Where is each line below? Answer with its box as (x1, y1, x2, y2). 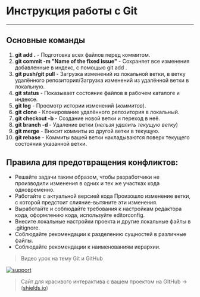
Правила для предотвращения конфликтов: (6, 157, 179, 168)
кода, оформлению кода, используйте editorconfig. (14, 211, 145, 219)
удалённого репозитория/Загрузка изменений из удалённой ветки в (14, 76, 189, 84)
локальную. (14, 82, 45, 90)
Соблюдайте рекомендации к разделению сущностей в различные (14, 230, 186, 237)
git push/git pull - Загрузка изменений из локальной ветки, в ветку (14, 70, 186, 77)
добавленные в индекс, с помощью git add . (14, 64, 127, 71)
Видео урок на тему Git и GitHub (20, 255, 103, 262)
